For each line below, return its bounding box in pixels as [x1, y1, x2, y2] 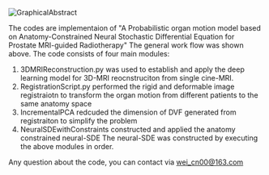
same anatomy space [19, 99, 92, 108]
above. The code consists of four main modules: [8, 49, 170, 58]
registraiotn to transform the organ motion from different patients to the [19, 90, 258, 100]
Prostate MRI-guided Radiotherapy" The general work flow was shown [8, 40, 245, 50]
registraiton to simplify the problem [19, 116, 138, 125]
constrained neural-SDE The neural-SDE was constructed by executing [19, 133, 258, 143]
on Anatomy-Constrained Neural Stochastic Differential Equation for [8, 32, 235, 41]
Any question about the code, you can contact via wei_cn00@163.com [8, 157, 244, 167]
